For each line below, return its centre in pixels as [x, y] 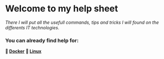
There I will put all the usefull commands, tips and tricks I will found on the [82, 22]
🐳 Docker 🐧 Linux [23, 51]
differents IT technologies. [32, 27]
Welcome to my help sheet [62, 9]
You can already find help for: [42, 40]
